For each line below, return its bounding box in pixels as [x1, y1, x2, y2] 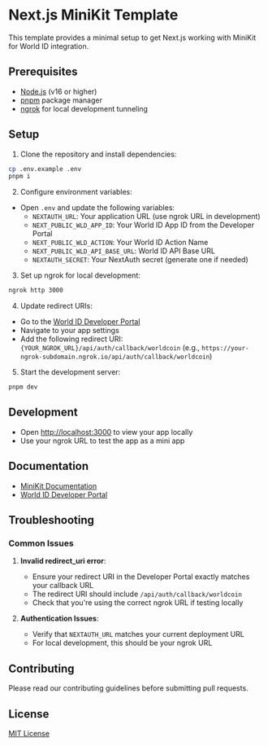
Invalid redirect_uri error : [19, 556, 106, 566]
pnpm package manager [19, 95, 103, 105]
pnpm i [8, 173, 31, 181]
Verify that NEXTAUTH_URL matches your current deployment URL [32, 630, 245, 639]
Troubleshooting [8, 513, 95, 527]
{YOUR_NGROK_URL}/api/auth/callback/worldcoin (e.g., [19, 343, 201, 353]
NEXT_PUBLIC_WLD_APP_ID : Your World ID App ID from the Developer [32, 220, 254, 230]
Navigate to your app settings [19, 326, 119, 336]
